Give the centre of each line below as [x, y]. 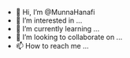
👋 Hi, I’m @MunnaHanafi [55, 12]
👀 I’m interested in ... [49, 20]
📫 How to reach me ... [52, 46]
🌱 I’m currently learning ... [58, 29]
